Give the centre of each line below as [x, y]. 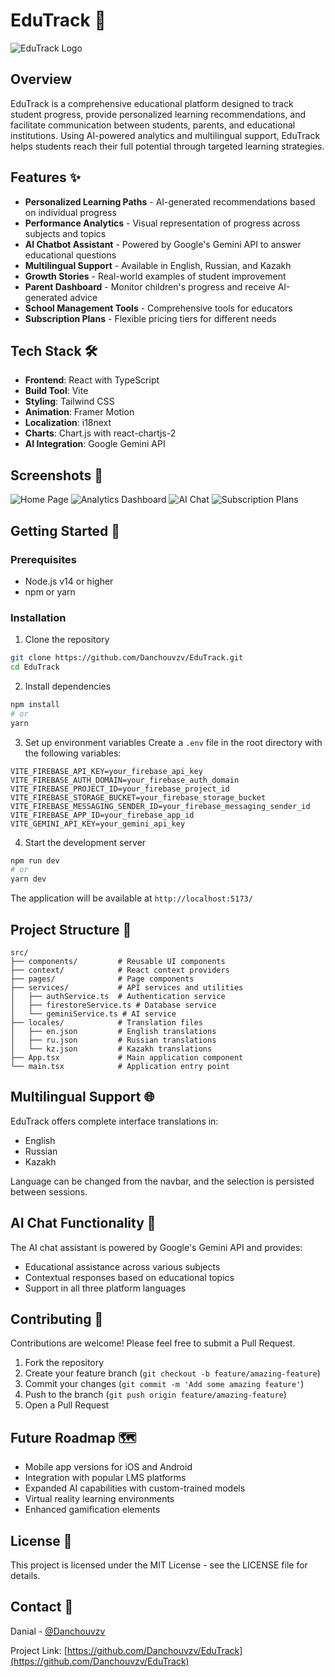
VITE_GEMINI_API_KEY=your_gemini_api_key [98, 824]
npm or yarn [50, 591]
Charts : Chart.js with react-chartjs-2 [100, 433]
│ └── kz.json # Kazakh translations [111, 1049]
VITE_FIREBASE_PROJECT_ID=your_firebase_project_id [120, 789]
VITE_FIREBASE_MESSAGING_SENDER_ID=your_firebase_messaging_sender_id [160, 806]
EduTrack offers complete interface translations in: [114, 1121]
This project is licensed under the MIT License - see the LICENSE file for [159, 1565]
